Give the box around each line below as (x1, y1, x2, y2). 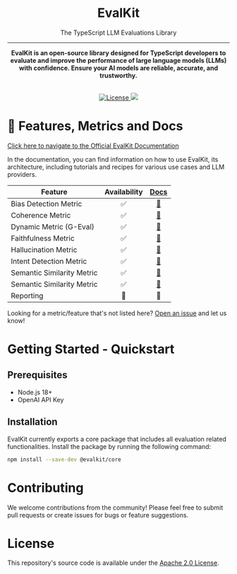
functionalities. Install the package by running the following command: (7, 442, 212, 450)
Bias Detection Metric (11, 199, 83, 209)
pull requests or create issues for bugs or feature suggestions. (7, 510, 189, 519)
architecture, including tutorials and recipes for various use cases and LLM (7, 163, 225, 171)
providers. (7, 170, 37, 178)
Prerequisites (7, 369, 68, 381)
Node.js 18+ (17, 387, 53, 397)
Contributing (7, 479, 84, 496)
